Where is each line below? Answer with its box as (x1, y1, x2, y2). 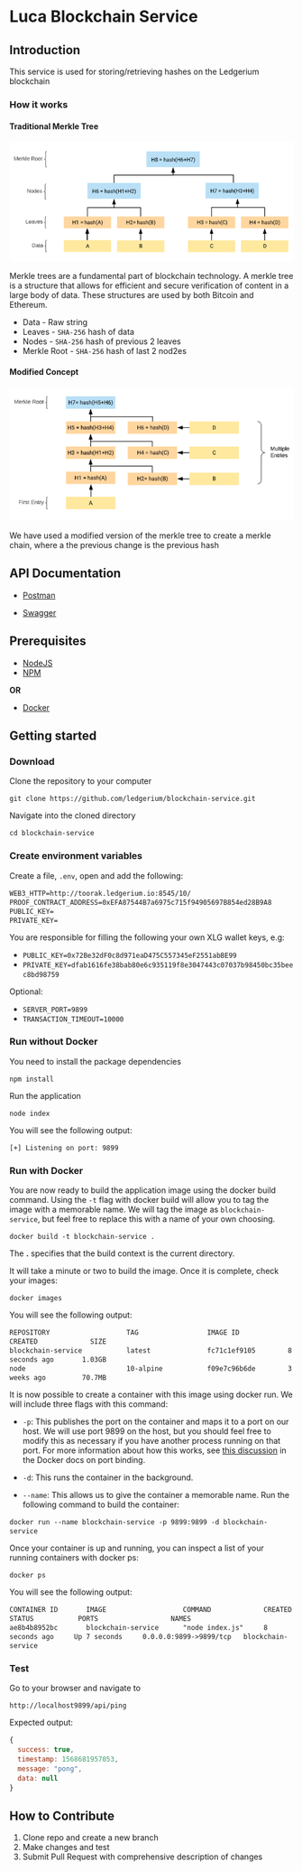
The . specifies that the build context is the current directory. (9, 1248, 235, 1259)
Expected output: (9, 1717, 74, 1728)
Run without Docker (9, 1036, 98, 1048)
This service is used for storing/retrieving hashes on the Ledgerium (9, 66, 260, 77)
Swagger (22, 607, 57, 618)
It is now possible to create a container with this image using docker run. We (9, 1389, 293, 1401)
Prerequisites (9, 634, 87, 649)
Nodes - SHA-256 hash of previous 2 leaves (22, 336, 182, 347)
